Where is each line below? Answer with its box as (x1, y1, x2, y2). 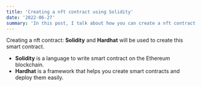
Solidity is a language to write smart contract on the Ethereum (14, 55, 170, 62)
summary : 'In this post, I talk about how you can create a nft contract (6, 20, 196, 26)
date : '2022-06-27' (6, 14, 56, 21)
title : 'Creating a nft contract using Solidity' (6, 8, 134, 15)
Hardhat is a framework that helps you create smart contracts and (14, 68, 180, 75)
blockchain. (14, 61, 44, 68)
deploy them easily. (14, 74, 64, 82)
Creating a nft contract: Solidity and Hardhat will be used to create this (6, 37, 183, 44)
